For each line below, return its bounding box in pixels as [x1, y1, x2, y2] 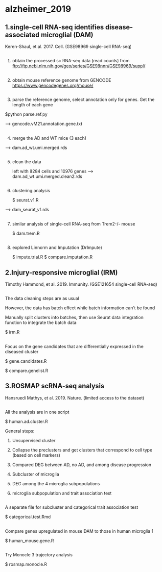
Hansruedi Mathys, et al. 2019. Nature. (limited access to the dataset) [5, 395, 144, 400]
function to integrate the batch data [5, 320, 77, 325]
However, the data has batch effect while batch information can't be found [5, 305, 155, 311]
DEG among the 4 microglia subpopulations [12, 480, 100, 486]
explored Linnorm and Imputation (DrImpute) [12, 245, 103, 250]
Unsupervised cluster [12, 437, 56, 443]
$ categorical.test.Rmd [5, 514, 51, 520]
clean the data [12, 158, 42, 165]
